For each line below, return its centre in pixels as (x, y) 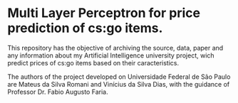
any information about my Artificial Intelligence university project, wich (111, 55)
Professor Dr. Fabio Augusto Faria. (58, 92)
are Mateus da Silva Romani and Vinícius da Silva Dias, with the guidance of (119, 84)
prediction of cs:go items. (85, 28)
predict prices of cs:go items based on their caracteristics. (93, 63)
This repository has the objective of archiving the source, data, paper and (115, 48)
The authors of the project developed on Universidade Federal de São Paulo (119, 77)
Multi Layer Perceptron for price (104, 13)
